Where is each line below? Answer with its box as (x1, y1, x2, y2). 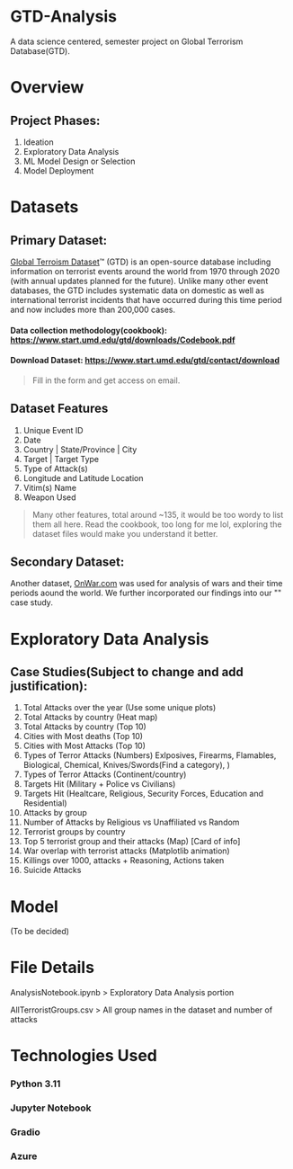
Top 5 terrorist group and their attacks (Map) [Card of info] (22, 836, 241, 847)
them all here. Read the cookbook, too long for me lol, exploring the (31, 519, 282, 530)
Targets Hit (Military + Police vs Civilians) (22, 779, 176, 790)
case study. (10, 597, 53, 608)
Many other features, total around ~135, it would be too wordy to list (31, 509, 284, 520)
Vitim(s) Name (22, 482, 77, 493)
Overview (10, 77, 84, 98)
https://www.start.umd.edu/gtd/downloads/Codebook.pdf (10, 335, 235, 345)
